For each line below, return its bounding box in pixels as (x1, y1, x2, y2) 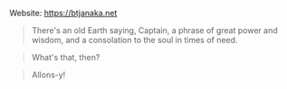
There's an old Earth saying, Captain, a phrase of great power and (31, 25, 278, 35)
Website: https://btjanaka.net (9, 8, 118, 18)
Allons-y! (31, 69, 66, 80)
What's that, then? (31, 52, 100, 62)
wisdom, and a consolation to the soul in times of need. (31, 35, 238, 45)
